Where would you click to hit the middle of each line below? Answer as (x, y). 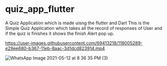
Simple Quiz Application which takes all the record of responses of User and (84, 28)
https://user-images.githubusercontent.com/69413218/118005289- (74, 43)
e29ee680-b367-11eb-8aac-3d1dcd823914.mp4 (55, 48)
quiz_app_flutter (40, 9)
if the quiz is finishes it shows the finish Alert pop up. (60, 33)
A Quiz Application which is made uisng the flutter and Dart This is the (77, 23)
